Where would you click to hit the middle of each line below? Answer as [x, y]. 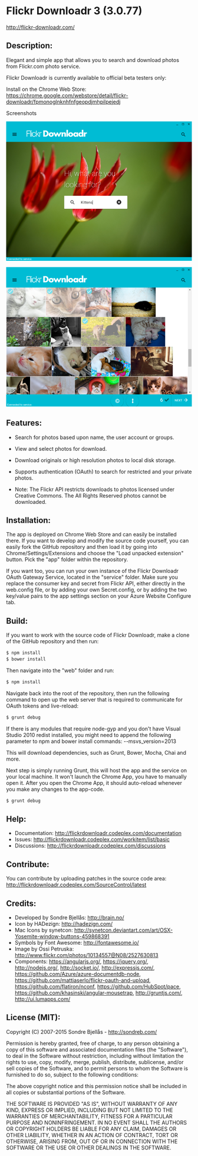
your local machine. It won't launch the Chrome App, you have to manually [96, 777]
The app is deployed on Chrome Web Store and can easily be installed [91, 535]
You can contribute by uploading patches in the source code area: [86, 879]
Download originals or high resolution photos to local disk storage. [95, 460]
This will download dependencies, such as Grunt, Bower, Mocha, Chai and [96, 752]
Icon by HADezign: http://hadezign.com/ [64, 924]
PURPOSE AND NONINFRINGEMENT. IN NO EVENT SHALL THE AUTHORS [97, 1122]
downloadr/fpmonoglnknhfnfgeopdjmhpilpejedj [63, 101]
